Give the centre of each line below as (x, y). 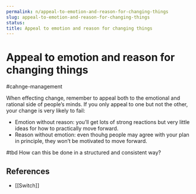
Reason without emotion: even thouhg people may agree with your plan (102, 135)
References (28, 171)
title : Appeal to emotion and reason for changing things (79, 28)
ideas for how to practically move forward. (67, 129)
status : (16, 23)
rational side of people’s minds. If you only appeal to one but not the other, (97, 104)
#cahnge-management (34, 87)
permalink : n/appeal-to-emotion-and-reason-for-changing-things (87, 12)
